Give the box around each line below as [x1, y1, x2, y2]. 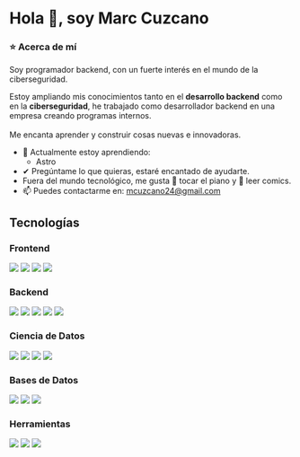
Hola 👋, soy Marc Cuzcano [9, 8, 209, 29]
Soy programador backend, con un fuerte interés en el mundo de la [9, 65, 259, 75]
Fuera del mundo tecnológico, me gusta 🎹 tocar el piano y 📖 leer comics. [22, 175, 292, 187]
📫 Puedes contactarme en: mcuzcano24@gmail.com [22, 186, 221, 197]
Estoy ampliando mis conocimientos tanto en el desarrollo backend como [9, 92, 283, 102]
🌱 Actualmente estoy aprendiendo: [22, 147, 151, 158]
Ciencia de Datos [9, 330, 85, 342]
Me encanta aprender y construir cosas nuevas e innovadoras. [9, 129, 242, 140]
